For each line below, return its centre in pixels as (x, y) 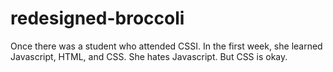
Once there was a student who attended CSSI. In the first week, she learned (166, 46)
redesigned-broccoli (97, 18)
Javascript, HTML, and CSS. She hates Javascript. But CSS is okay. (149, 56)
